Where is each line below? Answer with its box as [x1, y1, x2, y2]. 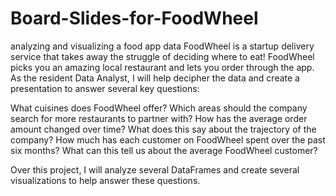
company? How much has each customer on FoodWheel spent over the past [10, 133, 326, 146]
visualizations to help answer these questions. [10, 174, 201, 186]
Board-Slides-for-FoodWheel [10, 7, 259, 30]
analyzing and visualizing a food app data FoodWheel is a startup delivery [10, 40, 315, 52]
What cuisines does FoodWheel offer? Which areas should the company [10, 102, 308, 114]
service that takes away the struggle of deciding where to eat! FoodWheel [10, 50, 315, 62]
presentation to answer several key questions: [10, 82, 200, 94]
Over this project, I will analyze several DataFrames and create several [10, 163, 300, 176]
